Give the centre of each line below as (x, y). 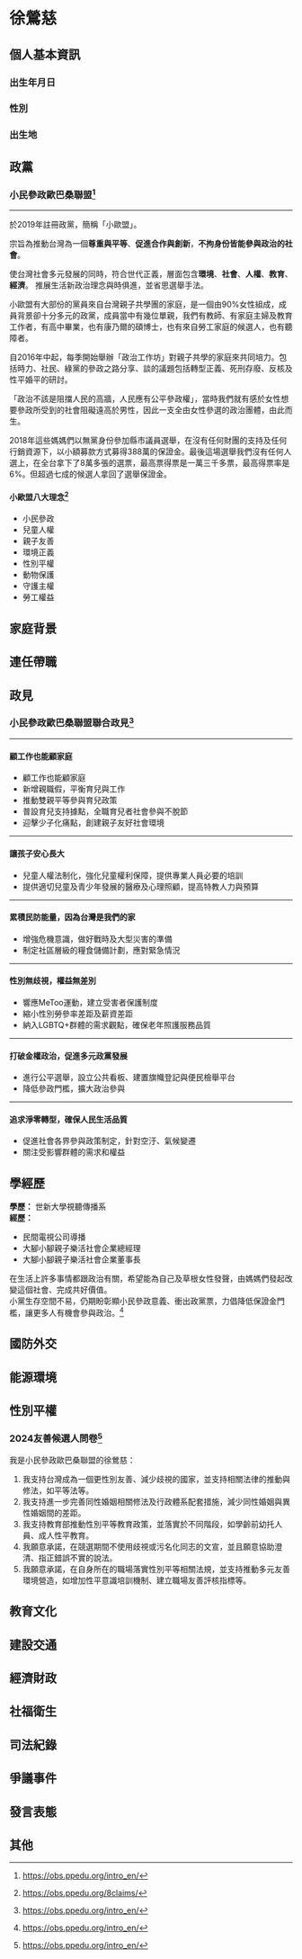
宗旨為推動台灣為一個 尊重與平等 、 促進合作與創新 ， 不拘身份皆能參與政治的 (147, 244)
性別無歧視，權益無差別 (53, 980)
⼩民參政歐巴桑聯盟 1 (53, 194)
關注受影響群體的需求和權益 (74, 1152)
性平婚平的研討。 (41, 380)
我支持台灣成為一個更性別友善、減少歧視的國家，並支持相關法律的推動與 (156, 1479)
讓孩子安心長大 (37, 854)
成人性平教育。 (66, 1535)
